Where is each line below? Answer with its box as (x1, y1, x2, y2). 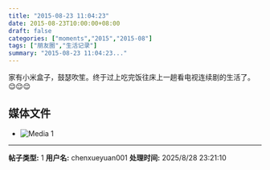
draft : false (8, 27, 52, 35)
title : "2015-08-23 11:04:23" (8, 11, 110, 20)
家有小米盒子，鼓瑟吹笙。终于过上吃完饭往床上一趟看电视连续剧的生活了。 (8, 73, 255, 81)
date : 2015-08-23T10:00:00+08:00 (8, 19, 121, 27)
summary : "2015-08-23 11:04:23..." (8, 49, 128, 57)
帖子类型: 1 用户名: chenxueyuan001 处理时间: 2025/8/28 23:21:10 (8, 152, 227, 162)
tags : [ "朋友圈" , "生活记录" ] (8, 42, 98, 50)
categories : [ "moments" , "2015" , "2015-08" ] (8, 34, 153, 43)
